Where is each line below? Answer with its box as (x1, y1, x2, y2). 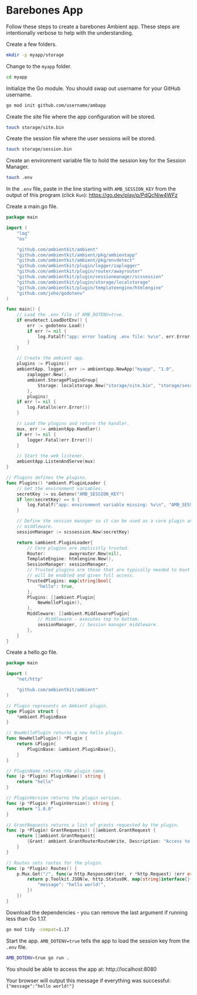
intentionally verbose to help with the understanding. (6, 29, 134, 36)
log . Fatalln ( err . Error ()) (27, 404, 91, 411)
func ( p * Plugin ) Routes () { (6, 866, 77, 871)
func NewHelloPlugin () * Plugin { (6, 736, 88, 741)
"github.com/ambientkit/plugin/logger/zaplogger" (16, 263, 141, 269)
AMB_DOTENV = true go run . (6, 954, 69, 961)
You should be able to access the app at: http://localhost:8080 (6, 966, 157, 973)
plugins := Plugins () (16, 361, 69, 367)
